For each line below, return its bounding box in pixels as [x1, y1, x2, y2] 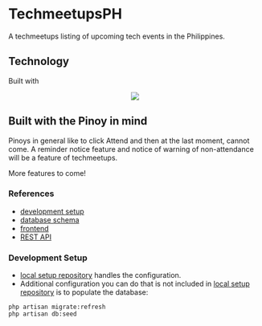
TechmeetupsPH [8, 5, 123, 23]
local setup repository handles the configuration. [19, 271, 182, 280]
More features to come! [8, 168, 87, 177]
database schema [19, 214, 80, 225]
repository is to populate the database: [19, 287, 149, 297]
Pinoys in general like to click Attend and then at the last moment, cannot [8, 136, 250, 145]
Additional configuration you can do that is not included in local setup [19, 279, 251, 289]
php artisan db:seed [8, 310, 78, 318]
